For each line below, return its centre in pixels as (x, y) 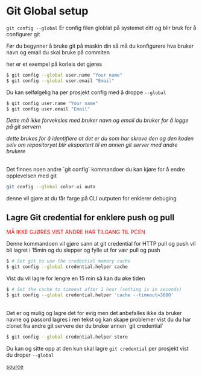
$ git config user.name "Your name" (52, 103)
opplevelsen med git (32, 176)
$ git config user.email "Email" (48, 109)
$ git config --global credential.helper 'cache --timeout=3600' (90, 295)
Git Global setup (47, 11)
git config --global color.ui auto (51, 187)
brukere (16, 151)
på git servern (24, 127)
